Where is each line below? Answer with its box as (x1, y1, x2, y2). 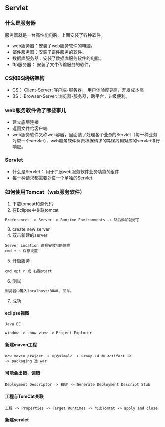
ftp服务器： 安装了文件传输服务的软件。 (12, 61, 93, 67)
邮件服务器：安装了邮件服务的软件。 (12, 49, 87, 55)
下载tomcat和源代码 (12, 201, 53, 207)
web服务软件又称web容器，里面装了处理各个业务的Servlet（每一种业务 (12, 132, 158, 138)
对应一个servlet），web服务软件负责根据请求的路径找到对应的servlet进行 (12, 138, 160, 143)
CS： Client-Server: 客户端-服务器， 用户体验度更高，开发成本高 (12, 87, 144, 93)
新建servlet (5, 417, 29, 423)
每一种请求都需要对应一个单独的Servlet (12, 175, 93, 181)
